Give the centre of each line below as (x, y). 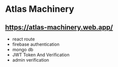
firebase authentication (36, 44)
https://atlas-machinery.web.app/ (59, 27)
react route (23, 39)
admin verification (31, 60)
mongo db (23, 50)
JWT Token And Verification (41, 55)
